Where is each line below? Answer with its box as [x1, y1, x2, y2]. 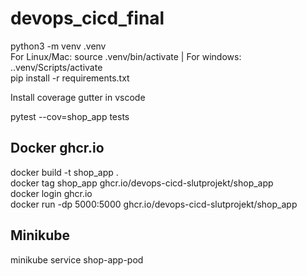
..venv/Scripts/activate [10, 61, 103, 73]
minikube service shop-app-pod [10, 253, 144, 266]
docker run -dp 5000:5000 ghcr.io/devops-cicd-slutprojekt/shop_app [10, 198, 298, 210]
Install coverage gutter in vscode [10, 91, 146, 103]
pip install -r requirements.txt [10, 72, 130, 84]
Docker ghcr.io [10, 140, 105, 157]
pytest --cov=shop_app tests [10, 110, 130, 122]
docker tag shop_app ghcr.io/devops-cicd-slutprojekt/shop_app [10, 177, 274, 189]
